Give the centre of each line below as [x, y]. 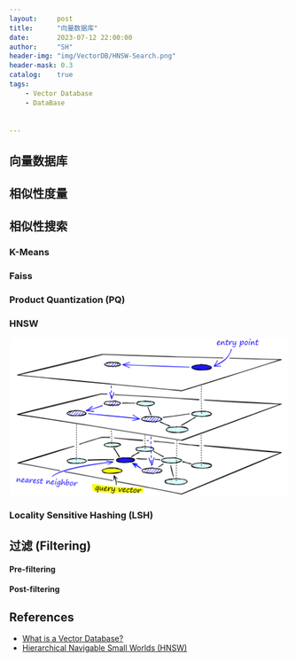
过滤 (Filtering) [50, 546]
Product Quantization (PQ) [67, 300]
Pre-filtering [32, 569]
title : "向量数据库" [54, 28]
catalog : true [41, 75]
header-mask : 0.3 [41, 66]
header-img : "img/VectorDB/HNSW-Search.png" [93, 56]
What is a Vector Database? [73, 639]
